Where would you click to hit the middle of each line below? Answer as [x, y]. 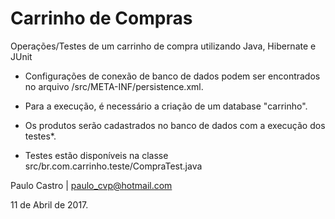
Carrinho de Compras [101, 18]
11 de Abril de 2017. [49, 204]
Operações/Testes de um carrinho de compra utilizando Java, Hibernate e [163, 46]
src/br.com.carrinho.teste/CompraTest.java [113, 166]
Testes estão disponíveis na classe [96, 155]
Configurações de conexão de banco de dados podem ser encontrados [172, 76]
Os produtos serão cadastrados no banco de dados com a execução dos [175, 125]
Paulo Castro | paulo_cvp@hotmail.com [91, 185]
